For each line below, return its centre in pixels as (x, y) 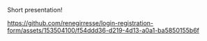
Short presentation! (35, 10)
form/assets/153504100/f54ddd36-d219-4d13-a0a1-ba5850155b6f (103, 30)
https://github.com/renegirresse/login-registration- (80, 23)
